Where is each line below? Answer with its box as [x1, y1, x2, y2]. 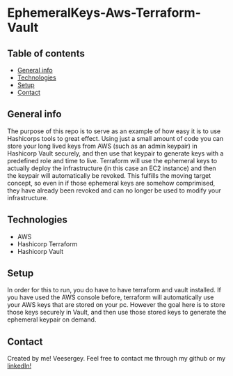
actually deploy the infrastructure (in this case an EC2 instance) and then [7, 164, 217, 172]
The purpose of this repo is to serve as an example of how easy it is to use [7, 127, 221, 135]
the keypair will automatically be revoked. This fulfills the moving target [7, 171, 211, 179]
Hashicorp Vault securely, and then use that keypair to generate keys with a [7, 149, 224, 158]
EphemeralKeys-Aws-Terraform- [7, 5, 202, 21]
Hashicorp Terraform [17, 239, 78, 248]
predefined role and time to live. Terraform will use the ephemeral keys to [7, 156, 218, 165]
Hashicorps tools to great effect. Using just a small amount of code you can [7, 134, 224, 142]
